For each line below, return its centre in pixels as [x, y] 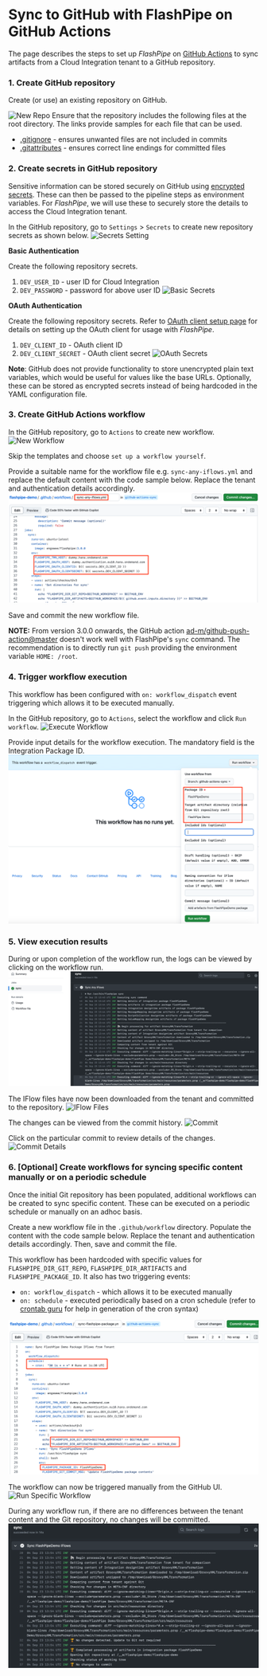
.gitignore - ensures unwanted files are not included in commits [124, 139]
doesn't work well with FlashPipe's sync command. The [150, 640]
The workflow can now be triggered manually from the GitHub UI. [115, 1487]
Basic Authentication [44, 251]
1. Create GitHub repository [62, 83]
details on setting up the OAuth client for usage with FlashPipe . [111, 329]
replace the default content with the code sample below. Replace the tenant [132, 480]
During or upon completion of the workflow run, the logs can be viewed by [130, 959]
